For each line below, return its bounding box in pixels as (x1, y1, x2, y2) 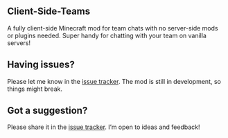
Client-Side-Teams (7, 6, 91, 17)
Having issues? (7, 59, 75, 71)
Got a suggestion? (7, 105, 88, 117)
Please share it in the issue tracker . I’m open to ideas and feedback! (7, 123, 200, 131)
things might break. (7, 85, 62, 93)
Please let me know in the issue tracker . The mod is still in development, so (7, 77, 222, 85)
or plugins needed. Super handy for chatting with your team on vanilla (7, 31, 207, 40)
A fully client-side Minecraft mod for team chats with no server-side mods (7, 24, 218, 32)
